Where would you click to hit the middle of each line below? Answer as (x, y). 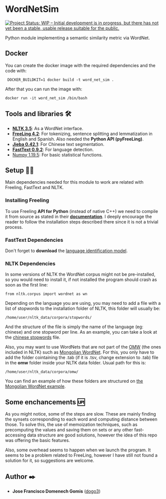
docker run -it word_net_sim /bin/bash (46, 98)
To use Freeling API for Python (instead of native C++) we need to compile (82, 211)
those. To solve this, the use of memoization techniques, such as (71, 425)
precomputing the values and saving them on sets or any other (69, 430)
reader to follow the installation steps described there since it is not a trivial (82, 221)
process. (14, 227)
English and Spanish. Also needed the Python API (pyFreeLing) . (78, 139)
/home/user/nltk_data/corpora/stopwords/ (49, 318)
